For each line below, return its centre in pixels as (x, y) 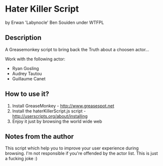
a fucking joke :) (21, 159)
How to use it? (27, 94)
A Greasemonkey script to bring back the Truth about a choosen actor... (77, 49)
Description (23, 38)
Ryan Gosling (25, 68)
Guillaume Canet (29, 78)
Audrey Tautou (27, 74)
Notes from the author (40, 137)
